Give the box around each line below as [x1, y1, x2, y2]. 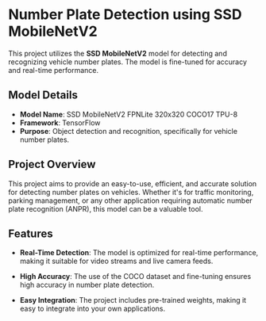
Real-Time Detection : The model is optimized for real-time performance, [19, 248, 259, 258]
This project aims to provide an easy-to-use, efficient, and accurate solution [8, 178, 257, 188]
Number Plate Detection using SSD [8, 6, 242, 24]
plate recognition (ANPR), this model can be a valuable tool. [8, 204, 204, 213]
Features [8, 227, 53, 240]
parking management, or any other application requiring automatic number [8, 196, 253, 205]
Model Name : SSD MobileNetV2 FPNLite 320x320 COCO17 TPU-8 [19, 109, 238, 119]
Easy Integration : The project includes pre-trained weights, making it [19, 296, 247, 305]
